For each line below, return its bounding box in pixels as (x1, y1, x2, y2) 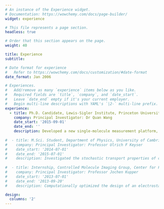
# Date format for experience (5, 65, 67, 70)
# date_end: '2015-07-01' (5, 151, 64, 157)
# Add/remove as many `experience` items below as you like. (5, 88, 137, 93)
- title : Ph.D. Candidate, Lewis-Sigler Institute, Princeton (9, 111, 139, 116)
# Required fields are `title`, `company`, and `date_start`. (5, 93, 139, 97)
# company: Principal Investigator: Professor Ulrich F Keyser (5, 142, 143, 147)
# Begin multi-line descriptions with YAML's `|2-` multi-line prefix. (5, 101, 159, 106)
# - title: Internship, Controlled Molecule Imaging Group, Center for (5, 165, 156, 170)
